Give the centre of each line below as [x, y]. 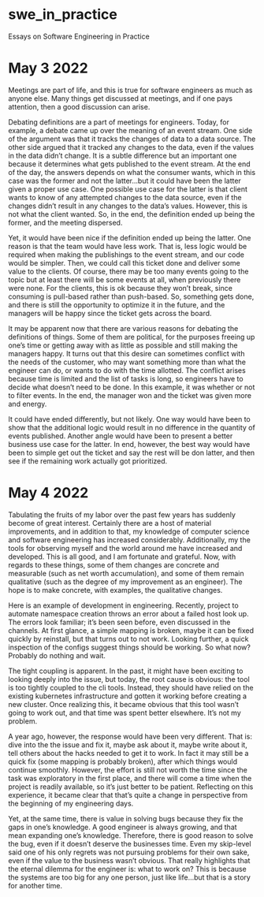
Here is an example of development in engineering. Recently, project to [123, 605]
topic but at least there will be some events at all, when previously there [125, 279]
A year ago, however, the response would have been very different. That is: [130, 736]
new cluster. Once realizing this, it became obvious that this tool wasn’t [123, 704]
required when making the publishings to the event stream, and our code [126, 255]
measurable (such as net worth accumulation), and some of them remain [126, 573]
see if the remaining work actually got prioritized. [88, 461]
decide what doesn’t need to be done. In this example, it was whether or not [132, 387]
